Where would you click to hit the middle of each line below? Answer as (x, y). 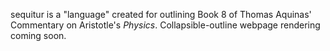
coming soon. (38, 35)
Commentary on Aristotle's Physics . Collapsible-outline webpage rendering (165, 25)
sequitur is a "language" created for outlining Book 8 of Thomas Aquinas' (161, 14)
